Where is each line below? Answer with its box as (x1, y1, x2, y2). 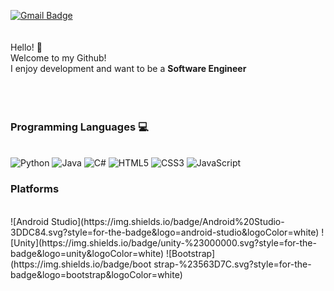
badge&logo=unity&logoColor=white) (10, 247, 164, 259)
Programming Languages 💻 (10, 120, 149, 134)
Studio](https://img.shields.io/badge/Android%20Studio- (50, 215, 285, 227)
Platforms (10, 182, 60, 196)
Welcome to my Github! (10, 52, 107, 64)
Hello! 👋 (10, 41, 43, 53)
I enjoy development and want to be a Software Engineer (10, 63, 247, 74)
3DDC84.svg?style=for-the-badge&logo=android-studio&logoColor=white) (10, 226, 320, 238)
